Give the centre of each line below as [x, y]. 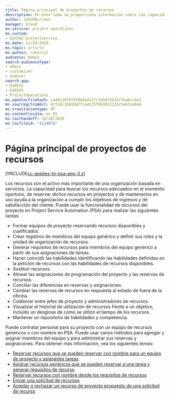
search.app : [18, 81]
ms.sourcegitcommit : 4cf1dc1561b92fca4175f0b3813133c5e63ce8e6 [73, 105]
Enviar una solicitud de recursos [46, 380]
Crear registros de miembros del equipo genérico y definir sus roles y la [88, 236]
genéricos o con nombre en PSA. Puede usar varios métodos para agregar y [85, 332]
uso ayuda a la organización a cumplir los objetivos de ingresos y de [76, 199]
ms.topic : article [25, 48]
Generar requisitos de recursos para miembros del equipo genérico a [84, 247]
